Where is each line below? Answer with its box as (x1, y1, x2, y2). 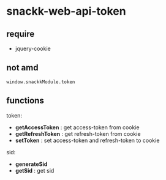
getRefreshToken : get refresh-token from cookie (15, 130, 141, 137)
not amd (6, 62, 39, 73)
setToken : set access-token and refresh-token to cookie (15, 137, 160, 144)
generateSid (15, 160, 48, 168)
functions (6, 96, 44, 106)
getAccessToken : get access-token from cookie (15, 124, 140, 131)
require (6, 29, 35, 39)
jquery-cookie (15, 45, 51, 52)
